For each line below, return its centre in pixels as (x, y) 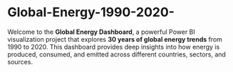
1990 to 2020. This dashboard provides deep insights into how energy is (114, 47)
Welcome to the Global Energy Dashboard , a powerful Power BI (102, 32)
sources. (20, 61)
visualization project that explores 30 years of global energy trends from (115, 39)
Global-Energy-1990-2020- (91, 12)
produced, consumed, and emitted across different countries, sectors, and (117, 54)
